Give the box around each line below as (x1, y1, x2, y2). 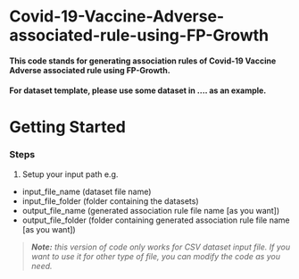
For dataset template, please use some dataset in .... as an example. (9, 85, 267, 96)
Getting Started (9, 116, 127, 137)
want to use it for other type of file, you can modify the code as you (30, 250, 281, 261)
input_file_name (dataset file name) (21, 186, 152, 197)
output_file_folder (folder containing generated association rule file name (21, 215, 290, 225)
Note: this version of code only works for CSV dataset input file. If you (30, 241, 291, 252)
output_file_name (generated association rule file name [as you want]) (21, 205, 280, 216)
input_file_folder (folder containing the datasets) (21, 195, 199, 207)
